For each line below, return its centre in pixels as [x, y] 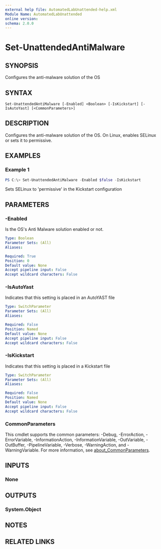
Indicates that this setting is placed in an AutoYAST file [60, 298]
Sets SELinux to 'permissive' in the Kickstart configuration [64, 189]
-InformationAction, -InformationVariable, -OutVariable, [90, 440]
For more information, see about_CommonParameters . [95, 450]
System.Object [23, 509]
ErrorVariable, [19, 440]
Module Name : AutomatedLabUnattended [44, 14]
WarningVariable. [23, 450]
